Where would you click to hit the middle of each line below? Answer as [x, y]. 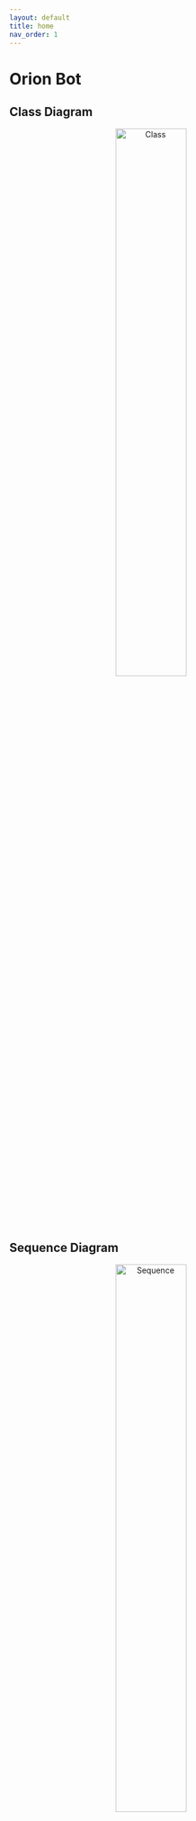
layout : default [40, 18]
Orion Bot [45, 79]
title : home [31, 26]
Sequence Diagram [64, 1247]
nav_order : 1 [34, 34]
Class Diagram [51, 112]
